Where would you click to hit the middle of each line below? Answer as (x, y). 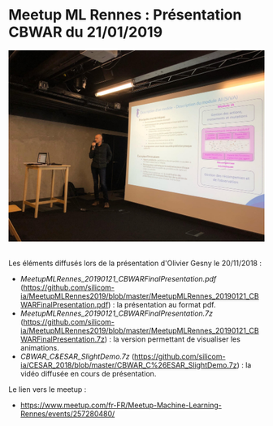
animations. (39, 348)
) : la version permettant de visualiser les (173, 339)
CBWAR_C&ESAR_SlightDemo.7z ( (77, 357)
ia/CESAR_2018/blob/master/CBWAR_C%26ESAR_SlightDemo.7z (128, 365)
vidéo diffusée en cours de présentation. (88, 374)
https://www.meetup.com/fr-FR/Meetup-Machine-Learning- (121, 405)
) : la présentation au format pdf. (162, 305)
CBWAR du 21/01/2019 (86, 32)
